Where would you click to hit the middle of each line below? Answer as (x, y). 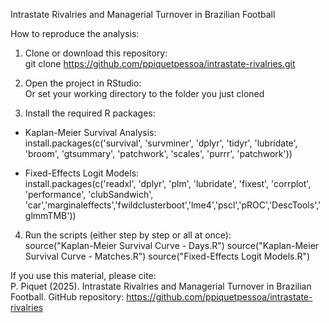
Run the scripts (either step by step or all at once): (128, 235)
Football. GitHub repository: (67, 297)
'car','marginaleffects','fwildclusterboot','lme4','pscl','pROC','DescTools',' (173, 205)
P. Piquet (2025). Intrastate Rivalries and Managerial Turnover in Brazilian (161, 286)
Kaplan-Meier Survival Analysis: (90, 132)
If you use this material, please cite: (83, 275)
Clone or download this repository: (96, 53)
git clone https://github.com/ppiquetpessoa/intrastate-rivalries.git (160, 63)
